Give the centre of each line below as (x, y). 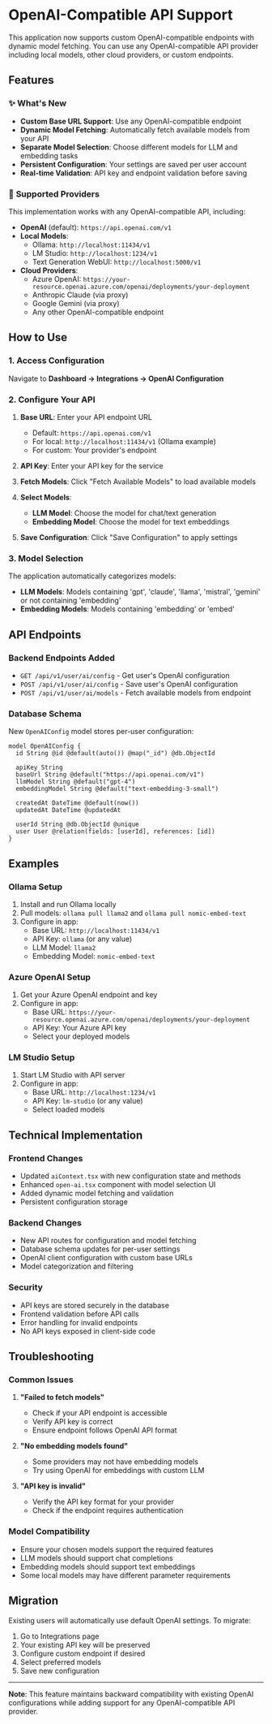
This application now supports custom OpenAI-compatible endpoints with (132, 37)
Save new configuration (59, 1670)
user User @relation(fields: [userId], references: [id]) (116, 832)
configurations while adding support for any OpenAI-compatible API (122, 1702)
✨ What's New (38, 103)
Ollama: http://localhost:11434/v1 (91, 244)
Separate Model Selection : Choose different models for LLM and (129, 147)
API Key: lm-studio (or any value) (87, 1101)
